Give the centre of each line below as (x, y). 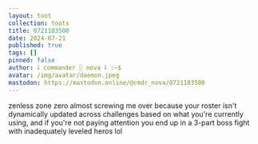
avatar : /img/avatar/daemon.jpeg (64, 75)
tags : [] (23, 53)
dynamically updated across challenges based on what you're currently (126, 114)
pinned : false (32, 61)
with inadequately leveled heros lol (65, 131)
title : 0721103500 (39, 30)
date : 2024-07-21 (37, 38)
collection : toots (39, 23)
